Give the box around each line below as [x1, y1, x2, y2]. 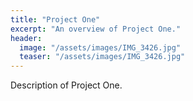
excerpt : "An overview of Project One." [10, 24, 182, 34]
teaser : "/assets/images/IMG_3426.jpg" [19, 52, 186, 62]
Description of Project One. [10, 79, 123, 91]
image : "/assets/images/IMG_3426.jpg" [19, 42, 182, 53]
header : [10, 33, 43, 43]
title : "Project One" [10, 14, 101, 25]
